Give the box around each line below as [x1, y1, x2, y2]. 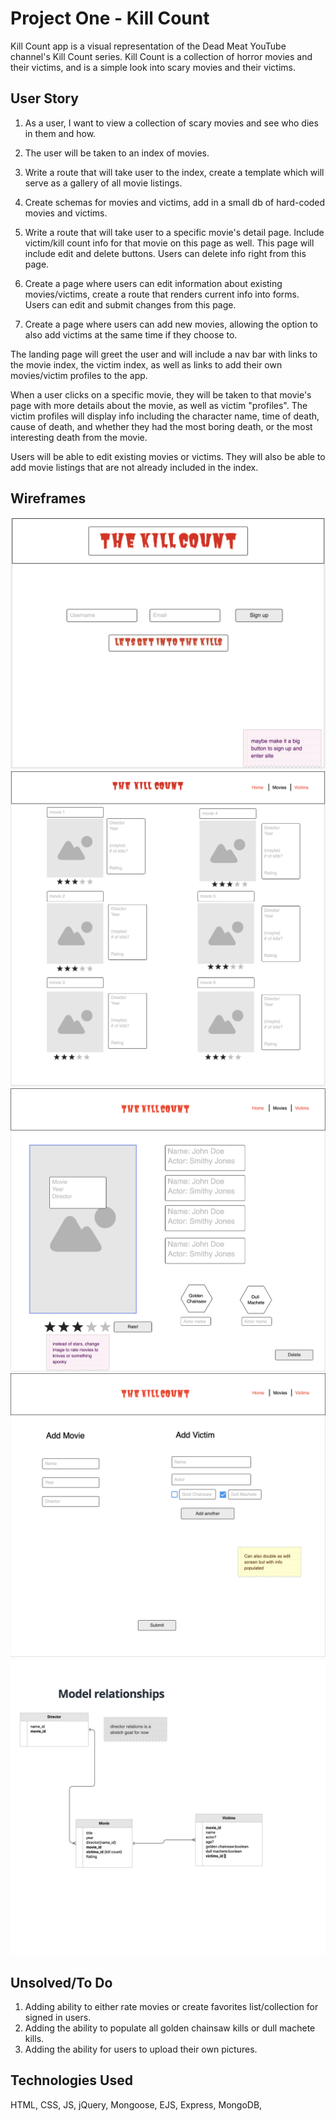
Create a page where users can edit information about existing [24, 277, 283, 289]
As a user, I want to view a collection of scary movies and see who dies [24, 117, 319, 129]
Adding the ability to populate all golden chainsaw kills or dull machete [24, 2022, 316, 2034]
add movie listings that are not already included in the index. [10, 461, 259, 473]
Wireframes [10, 490, 87, 507]
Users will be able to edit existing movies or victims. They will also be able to [10, 450, 326, 462]
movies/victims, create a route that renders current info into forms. [24, 288, 300, 300]
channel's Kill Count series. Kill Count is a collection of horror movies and [10, 50, 313, 62]
